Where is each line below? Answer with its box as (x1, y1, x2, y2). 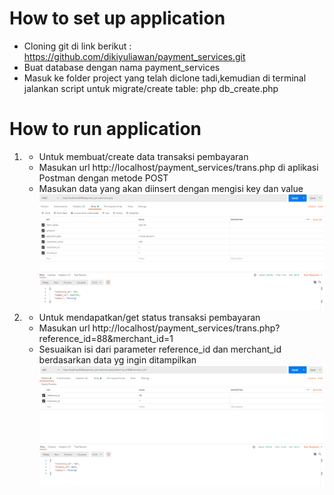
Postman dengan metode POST (38, 172, 169, 184)
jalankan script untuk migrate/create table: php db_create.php (23, 82, 279, 94)
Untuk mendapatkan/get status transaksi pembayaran (38, 312, 261, 324)
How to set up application (9, 7, 226, 30)
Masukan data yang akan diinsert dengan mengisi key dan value (38, 182, 304, 194)
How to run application (9, 118, 202, 141)
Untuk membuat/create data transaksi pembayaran (38, 150, 249, 162)
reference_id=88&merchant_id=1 (38, 333, 174, 345)
